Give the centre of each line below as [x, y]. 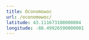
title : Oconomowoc [29, 11]
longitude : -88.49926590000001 [45, 28]
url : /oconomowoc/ [29, 17]
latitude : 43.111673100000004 [44, 22]
